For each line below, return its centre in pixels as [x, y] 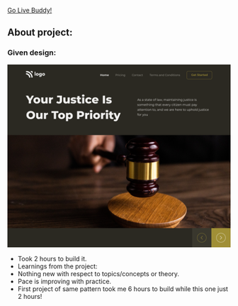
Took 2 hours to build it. [52, 259]
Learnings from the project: [57, 266]
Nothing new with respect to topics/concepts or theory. [98, 274]
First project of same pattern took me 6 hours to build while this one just [123, 289]
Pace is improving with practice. [64, 282]
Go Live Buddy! [30, 10]
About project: [40, 32]
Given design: [32, 53]
